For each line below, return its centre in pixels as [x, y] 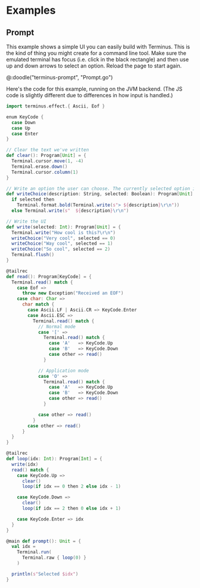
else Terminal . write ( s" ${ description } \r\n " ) [70, 211]
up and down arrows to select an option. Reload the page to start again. [94, 66]
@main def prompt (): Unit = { [44, 541]
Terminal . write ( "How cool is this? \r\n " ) [64, 233]
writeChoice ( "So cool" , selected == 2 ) [61, 249]
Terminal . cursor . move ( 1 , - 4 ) [48, 161]
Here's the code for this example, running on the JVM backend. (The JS [94, 89]
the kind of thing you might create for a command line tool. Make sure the [96, 53]
